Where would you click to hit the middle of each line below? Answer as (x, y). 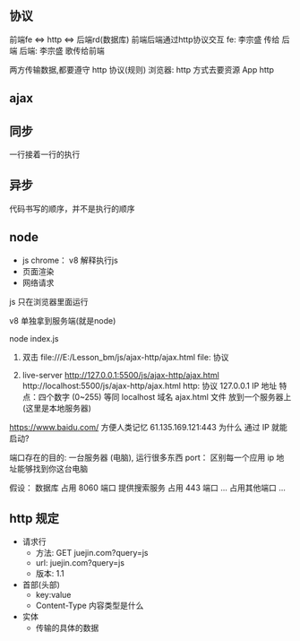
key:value (53, 595)
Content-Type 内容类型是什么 (90, 606)
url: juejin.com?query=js (80, 563)
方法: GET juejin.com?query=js (92, 553)
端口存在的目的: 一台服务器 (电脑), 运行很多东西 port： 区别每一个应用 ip (142, 457)
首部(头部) (41, 585)
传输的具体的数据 (67, 628)
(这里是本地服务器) (57, 408)
